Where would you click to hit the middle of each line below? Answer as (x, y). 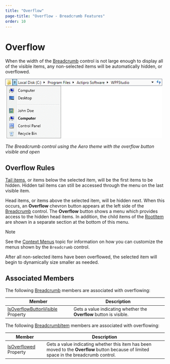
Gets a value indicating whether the (110, 309)
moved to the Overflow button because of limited (98, 349)
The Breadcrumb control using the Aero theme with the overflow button (80, 146)
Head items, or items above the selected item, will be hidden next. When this (85, 200)
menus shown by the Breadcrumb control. (48, 247)
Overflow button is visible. (101, 314)
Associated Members (40, 278)
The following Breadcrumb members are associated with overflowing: (78, 290)
